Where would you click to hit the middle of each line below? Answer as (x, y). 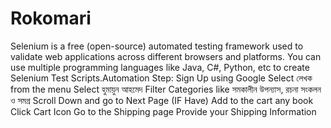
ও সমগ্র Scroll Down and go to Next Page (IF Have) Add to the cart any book (162, 100)
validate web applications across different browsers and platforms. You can (166, 56)
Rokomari (51, 18)
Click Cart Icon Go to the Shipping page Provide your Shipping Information (163, 111)
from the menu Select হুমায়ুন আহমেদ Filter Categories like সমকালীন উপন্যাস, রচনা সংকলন (166, 89)
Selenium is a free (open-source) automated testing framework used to (157, 46)
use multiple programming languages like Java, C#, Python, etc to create (160, 67)
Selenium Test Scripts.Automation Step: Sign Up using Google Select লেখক (161, 78)
